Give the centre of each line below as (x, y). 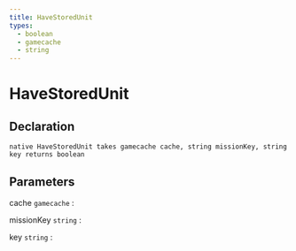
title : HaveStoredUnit (51, 17)
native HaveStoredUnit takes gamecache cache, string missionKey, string (148, 147)
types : (21, 26)
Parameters (42, 182)
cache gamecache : (42, 202)
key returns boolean (47, 155)
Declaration (42, 126)
